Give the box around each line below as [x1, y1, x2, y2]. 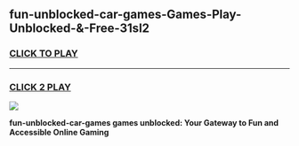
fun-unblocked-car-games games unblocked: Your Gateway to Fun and [9, 117, 279, 127]
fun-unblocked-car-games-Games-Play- [9, 7, 242, 22]
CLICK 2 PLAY [9, 81, 71, 93]
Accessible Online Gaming [9, 127, 109, 137]
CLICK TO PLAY [9, 48, 78, 60]
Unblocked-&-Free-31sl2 [9, 21, 149, 36]
